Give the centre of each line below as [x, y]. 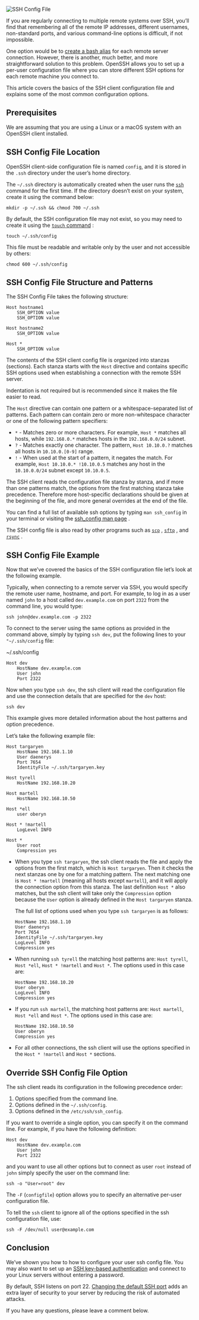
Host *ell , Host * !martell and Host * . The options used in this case [100, 965]
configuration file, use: [34, 1219]
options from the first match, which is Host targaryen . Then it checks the [104, 868]
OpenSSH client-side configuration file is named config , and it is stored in [96, 166]
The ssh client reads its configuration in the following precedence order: [94, 1087]
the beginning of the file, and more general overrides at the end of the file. [97, 501]
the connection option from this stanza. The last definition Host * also [100, 887]
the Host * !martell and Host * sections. [65, 1054]
